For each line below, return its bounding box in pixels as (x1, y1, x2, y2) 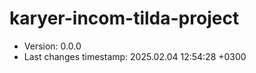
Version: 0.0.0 (23, 40, 82, 52)
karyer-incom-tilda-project (9, 7, 240, 30)
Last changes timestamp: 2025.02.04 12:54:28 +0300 (23, 50, 247, 62)
